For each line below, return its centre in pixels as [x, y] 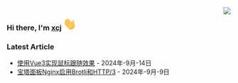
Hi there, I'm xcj [34, 28]
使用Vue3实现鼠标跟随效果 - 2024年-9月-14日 [84, 63]
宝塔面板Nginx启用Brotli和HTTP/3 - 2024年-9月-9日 [93, 72]
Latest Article [31, 47]
